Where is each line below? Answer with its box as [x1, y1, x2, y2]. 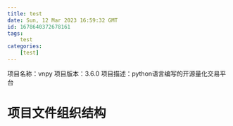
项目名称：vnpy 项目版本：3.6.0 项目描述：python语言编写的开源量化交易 [7, 69, 220, 78]
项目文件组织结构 [7, 106, 107, 121]
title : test [7, 10, 42, 17]
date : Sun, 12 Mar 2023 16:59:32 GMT [7, 17, 118, 24]
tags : [7, 29, 23, 37]
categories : [7, 43, 42, 50]
